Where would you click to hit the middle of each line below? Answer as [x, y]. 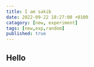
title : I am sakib [29, 12]
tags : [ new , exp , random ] [35, 28]
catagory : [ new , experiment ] [42, 23]
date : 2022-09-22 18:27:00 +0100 [47, 17]
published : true [26, 34]
